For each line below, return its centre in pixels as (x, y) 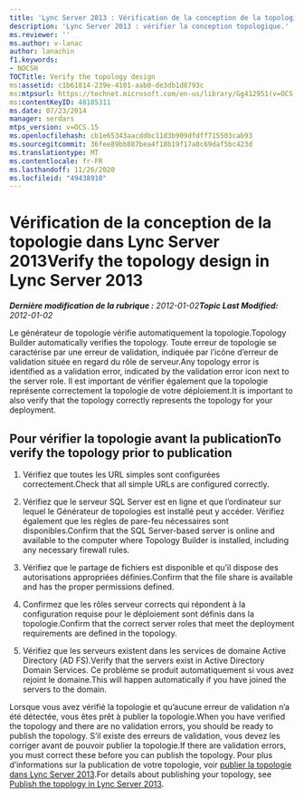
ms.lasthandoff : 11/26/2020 (62, 170)
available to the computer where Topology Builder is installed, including (156, 540)
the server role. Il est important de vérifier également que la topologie (139, 381)
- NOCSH (24, 69)
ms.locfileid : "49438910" (58, 178)
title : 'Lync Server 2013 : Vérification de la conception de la (135, 18)
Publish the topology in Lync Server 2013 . (87, 784)
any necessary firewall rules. (76, 550)
